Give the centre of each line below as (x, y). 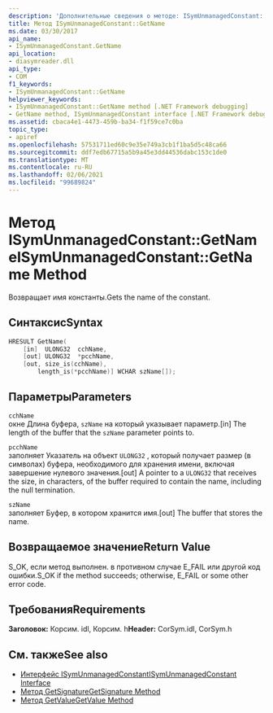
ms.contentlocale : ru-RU (50, 168)
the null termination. (42, 490)
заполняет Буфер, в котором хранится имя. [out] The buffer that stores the (135, 513)
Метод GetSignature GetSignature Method (90, 692)
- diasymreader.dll (41, 62)
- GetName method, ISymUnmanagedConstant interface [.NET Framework (127, 115)
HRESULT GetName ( (38, 341)
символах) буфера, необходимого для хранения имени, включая (122, 464)
